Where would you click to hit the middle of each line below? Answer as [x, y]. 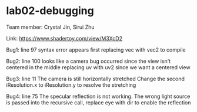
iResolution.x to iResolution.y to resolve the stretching [71, 85]
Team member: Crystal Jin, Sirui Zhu [51, 27]
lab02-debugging [50, 11]
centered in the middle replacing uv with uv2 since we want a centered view [98, 67]
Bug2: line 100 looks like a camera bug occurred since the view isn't [89, 61]
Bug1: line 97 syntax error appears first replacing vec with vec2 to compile [96, 50]
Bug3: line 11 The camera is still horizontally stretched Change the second [96, 79]
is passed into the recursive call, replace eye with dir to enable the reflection [98, 102]
